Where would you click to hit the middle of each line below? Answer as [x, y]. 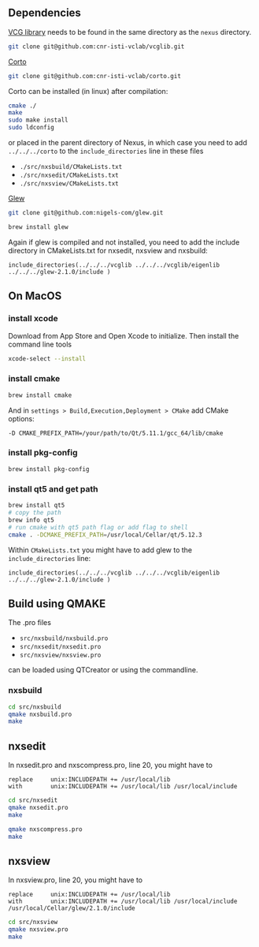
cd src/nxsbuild [35, 707]
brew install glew [38, 227]
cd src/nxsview [33, 923]
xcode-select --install [47, 358]
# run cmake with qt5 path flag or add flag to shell [98, 527]
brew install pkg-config [49, 469]
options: [22, 418]
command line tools [40, 344]
